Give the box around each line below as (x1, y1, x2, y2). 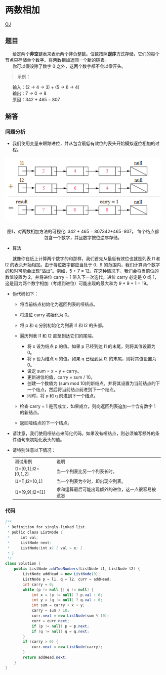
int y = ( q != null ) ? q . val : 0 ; (31, 597, 103, 603)
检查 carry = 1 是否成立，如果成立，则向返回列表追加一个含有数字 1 (19, 403, 156, 409)
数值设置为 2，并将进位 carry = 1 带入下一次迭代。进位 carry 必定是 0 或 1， (5, 274, 159, 280)
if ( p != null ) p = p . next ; (31, 624, 90, 629)
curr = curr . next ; (31, 618, 70, 623)
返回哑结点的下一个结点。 (19, 420, 72, 425)
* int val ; (7, 535, 39, 540)
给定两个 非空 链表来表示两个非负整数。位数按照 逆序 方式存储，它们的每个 (12, 50, 160, 57)
